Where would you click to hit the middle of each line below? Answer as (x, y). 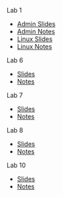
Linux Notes (34, 46)
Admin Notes (36, 32)
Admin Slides (36, 24)
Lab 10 (16, 165)
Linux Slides (35, 39)
